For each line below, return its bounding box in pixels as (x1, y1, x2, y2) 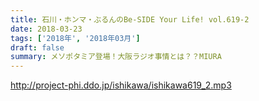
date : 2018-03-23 (10, 24, 83, 34)
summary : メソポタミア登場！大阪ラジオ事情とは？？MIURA (10, 52, 222, 62)
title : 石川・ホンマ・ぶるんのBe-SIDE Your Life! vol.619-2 (10, 14, 250, 25)
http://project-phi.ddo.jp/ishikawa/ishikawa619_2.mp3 (10, 79, 232, 91)
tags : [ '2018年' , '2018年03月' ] (10, 33, 141, 43)
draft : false (10, 42, 65, 53)
